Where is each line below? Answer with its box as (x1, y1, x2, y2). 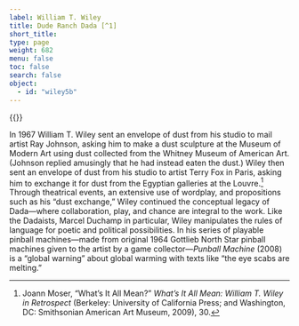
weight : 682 (9, 46, 53, 55)
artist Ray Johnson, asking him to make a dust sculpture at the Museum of (9, 139, 282, 149)
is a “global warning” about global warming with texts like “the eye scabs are (9, 253, 290, 264)
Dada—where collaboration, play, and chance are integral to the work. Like (9, 206, 283, 217)
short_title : (9, 29, 58, 38)
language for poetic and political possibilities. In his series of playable (9, 225, 264, 235)
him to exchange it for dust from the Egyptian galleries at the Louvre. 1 (9, 176, 264, 188)
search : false (9, 71, 62, 80)
